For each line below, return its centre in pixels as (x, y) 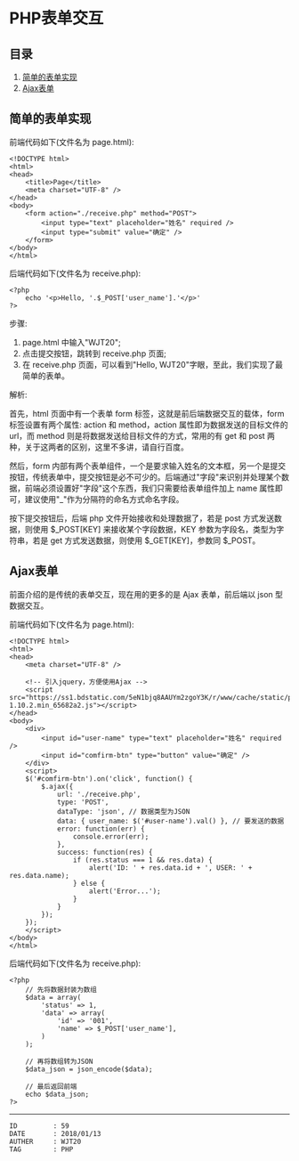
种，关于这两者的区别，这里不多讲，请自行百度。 (99, 447)
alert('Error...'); (125, 891)
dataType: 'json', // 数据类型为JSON (123, 811)
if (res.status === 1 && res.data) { (143, 860)
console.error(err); (111, 836)
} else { (89, 883)
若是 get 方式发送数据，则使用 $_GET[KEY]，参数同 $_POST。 (146, 540)
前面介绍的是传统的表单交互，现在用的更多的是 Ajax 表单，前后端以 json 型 (146, 594)
